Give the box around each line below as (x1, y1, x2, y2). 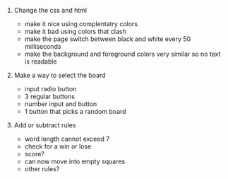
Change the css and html (13, 6, 87, 14)
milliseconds (24, 42, 61, 50)
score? (24, 150, 44, 158)
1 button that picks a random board (24, 108, 126, 115)
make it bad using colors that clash (24, 28, 126, 35)
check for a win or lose (24, 142, 92, 151)
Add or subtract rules (13, 121, 76, 129)
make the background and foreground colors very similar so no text (24, 50, 221, 58)
